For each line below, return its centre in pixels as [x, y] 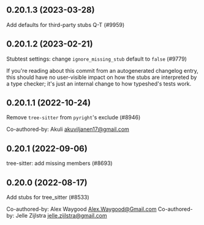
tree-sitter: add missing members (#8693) [59, 163]
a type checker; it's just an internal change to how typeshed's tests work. [99, 83]
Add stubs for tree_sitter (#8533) [48, 197]
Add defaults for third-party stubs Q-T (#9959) [65, 24]
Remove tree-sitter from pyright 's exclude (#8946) [74, 117]
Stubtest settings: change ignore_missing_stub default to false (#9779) [96, 59]
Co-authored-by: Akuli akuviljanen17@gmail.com [68, 129]
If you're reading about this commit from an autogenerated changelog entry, [103, 70]
